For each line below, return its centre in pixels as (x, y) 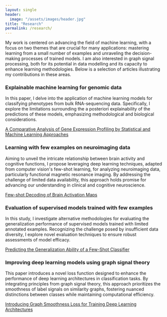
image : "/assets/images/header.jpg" (48, 19)
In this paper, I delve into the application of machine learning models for (79, 98)
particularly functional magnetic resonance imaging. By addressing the (78, 174)
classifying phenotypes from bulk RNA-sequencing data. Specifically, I (78, 103)
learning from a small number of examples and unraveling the (68, 53)
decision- (142, 53)
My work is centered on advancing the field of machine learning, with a (78, 42)
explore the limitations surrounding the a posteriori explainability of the (78, 109)
